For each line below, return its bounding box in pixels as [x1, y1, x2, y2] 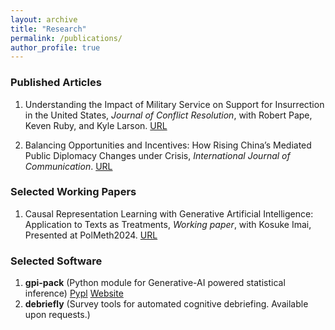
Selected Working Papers [10, 185, 137, 199]
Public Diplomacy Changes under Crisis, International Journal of [24, 149, 291, 161]
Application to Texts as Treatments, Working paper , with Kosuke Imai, [24, 218, 312, 230]
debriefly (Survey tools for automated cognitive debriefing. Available [24, 298, 309, 310]
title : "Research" [10, 24, 87, 34]
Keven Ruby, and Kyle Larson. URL [24, 119, 168, 131]
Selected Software [10, 254, 103, 268]
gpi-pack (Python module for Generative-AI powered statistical [24, 277, 286, 289]
